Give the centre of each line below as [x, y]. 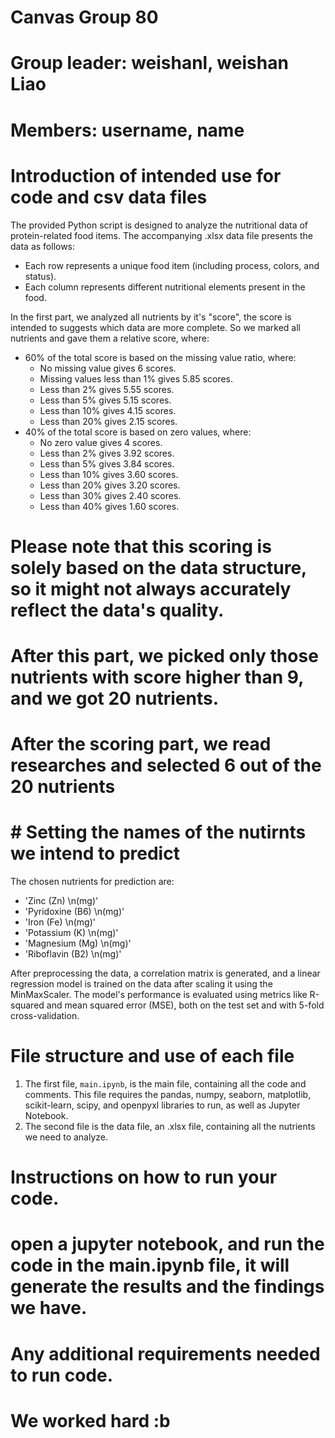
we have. [49, 1308]
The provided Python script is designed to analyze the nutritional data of [159, 225]
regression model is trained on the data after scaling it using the [141, 984]
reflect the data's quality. [117, 610]
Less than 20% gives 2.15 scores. [108, 421]
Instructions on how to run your [144, 1177]
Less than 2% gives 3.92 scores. [107, 453]
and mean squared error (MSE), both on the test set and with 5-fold [185, 1005]
